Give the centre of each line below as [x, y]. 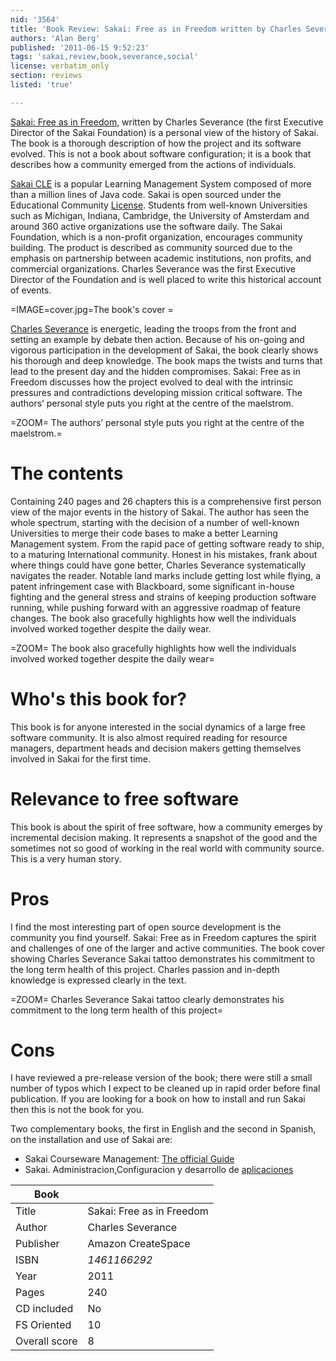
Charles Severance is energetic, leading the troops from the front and [153, 328]
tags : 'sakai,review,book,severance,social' [104, 57]
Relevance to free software [125, 798]
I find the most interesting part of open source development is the [146, 927]
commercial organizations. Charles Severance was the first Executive [153, 268]
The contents [67, 473]
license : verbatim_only [60, 66]
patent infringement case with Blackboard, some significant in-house [152, 586]
